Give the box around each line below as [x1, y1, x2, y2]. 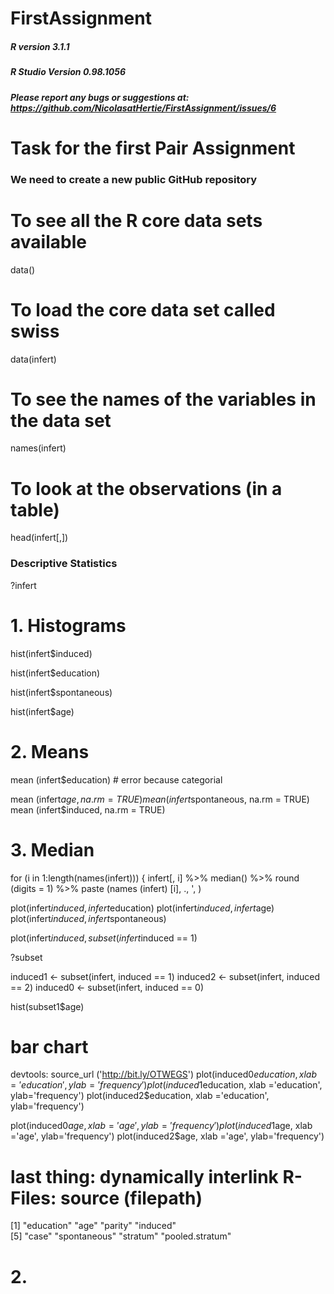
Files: [10, 1187, 57, 1209]
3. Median [10, 838, 95, 861]
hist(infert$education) [10, 667, 101, 679]
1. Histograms [10, 614, 127, 637]
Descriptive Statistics [10, 557, 118, 571]
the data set [10, 409, 112, 432]
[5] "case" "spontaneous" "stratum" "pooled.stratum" [10, 1230, 232, 1242]
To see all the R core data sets [10, 209, 263, 232]
